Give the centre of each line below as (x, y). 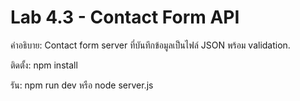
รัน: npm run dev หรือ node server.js (82, 85)
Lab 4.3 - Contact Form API (125, 17)
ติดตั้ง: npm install (44, 65)
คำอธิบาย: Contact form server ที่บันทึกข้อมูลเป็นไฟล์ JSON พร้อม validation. (150, 45)
